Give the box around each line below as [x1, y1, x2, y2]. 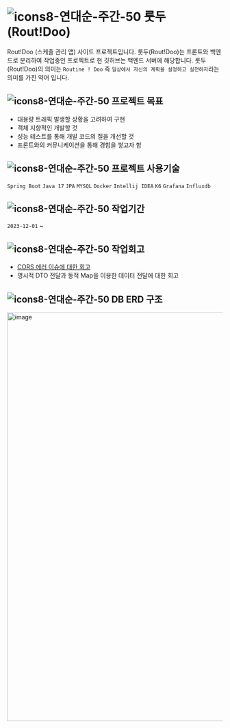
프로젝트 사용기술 [111, 163, 180, 174]
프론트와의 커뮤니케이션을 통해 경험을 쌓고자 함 [16, 141, 142, 149]
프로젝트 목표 [111, 95, 164, 107]
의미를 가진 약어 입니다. [7, 73, 70, 82]
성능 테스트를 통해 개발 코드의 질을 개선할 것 [16, 132, 135, 140]
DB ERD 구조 [111, 293, 163, 305]
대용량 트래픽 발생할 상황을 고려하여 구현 [16, 115, 125, 123]
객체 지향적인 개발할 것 [16, 124, 78, 132]
